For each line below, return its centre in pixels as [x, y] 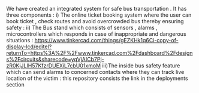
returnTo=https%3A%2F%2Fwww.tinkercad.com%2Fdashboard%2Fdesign [99, 53]
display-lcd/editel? [29, 46]
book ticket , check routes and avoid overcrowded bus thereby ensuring [95, 21]
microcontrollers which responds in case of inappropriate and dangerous [97, 34]
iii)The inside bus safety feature [141, 66]
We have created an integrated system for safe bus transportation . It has [97, 9]
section [16, 85]
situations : [20, 40]
